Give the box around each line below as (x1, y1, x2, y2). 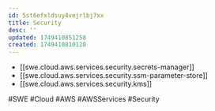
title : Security (8, 19, 62, 27)
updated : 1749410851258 (8, 33, 87, 42)
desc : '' (8, 26, 37, 34)
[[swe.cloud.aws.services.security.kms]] (19, 80, 153, 89)
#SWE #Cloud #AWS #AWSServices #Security (8, 94, 160, 104)
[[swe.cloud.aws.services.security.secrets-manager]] (19, 62, 195, 72)
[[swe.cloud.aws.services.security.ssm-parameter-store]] (19, 71, 208, 80)
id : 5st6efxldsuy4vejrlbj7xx (8, 11, 104, 20)
